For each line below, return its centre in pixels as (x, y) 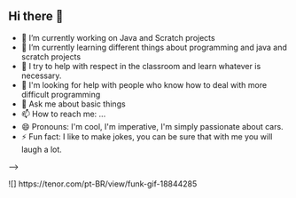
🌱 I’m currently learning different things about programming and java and (154, 47)
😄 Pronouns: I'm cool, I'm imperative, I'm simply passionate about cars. (152, 126)
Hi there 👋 (36, 16)
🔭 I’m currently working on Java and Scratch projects (118, 37)
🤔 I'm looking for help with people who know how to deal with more (144, 84)
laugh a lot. (42, 149)
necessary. (41, 75)
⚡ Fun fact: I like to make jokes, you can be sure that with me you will (147, 136)
